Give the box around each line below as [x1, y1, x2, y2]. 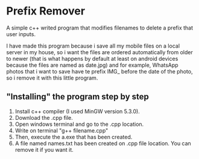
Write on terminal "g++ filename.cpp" [14, 126, 109, 134]
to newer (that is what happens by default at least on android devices [6, 55, 178, 62]
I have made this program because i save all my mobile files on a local [6, 42, 180, 49]
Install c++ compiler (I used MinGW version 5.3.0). [14, 107, 140, 115]
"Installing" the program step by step [6, 92, 150, 102]
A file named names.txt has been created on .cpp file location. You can [14, 140, 191, 147]
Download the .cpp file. [14, 114, 74, 121]
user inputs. [6, 30, 36, 37]
